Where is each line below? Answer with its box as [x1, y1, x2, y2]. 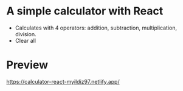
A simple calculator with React [6, 4, 164, 18]
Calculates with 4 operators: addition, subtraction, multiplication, [15, 24, 178, 31]
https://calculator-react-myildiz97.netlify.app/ [6, 78, 120, 85]
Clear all [15, 37, 36, 44]
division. [15, 30, 36, 37]
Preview [6, 58, 49, 72]
